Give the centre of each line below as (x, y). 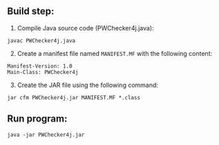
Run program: (37, 119)
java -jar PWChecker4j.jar (46, 135)
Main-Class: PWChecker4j (43, 72)
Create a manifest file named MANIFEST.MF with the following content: (115, 53)
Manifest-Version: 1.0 (40, 66)
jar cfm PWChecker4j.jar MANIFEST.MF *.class (74, 97)
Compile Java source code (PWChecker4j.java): (85, 28)
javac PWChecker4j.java (41, 41)
